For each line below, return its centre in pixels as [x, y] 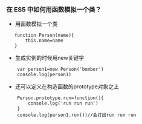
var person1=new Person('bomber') [60, 70]
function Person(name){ [44, 35]
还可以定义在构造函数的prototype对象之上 [67, 86]
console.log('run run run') [63, 103]
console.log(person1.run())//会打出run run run [77, 115]
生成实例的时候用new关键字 [50, 58]
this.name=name [44, 41]
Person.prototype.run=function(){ [60, 98]
